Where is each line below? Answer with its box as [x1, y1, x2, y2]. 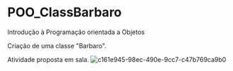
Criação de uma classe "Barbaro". [7, 41, 107, 50]
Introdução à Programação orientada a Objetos [7, 28, 145, 36]
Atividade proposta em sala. [7, 55, 90, 64]
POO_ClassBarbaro [7, 4, 122, 21]
